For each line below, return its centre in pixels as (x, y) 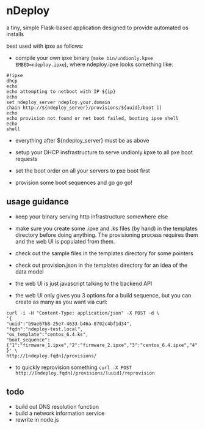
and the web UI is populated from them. (65, 241)
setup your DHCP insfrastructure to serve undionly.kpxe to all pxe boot (104, 152)
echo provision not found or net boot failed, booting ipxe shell (92, 118)
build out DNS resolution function (57, 406)
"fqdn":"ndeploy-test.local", (45, 329)
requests (26, 159)
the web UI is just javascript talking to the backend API (84, 283)
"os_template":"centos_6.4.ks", (47, 334)
